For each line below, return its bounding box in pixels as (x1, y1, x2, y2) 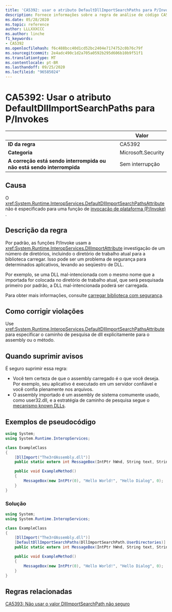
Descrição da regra (5, 226, 68, 235)
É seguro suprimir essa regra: (5, 365, 68, 372)
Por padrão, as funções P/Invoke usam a (5, 240, 91, 246)
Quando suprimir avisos (5, 352, 83, 361)
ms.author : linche (5, 31, 45, 36)
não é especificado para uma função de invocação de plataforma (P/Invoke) (5, 206, 166, 212)
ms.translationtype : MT (5, 55, 56, 61)
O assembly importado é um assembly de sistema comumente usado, (12, 392, 160, 398)
